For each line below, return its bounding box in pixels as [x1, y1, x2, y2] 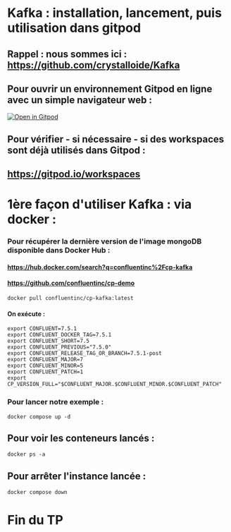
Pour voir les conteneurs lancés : [7, 432, 155, 444]
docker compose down [7, 489, 68, 496]
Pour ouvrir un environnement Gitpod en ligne [7, 83, 213, 95]
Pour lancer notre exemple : [7, 397, 104, 407]
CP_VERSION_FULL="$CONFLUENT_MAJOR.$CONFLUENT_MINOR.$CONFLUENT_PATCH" [7, 381, 222, 388]
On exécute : [7, 309, 46, 318]
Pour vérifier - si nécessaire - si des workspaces [7, 133, 225, 145]
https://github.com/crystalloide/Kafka [7, 59, 180, 71]
